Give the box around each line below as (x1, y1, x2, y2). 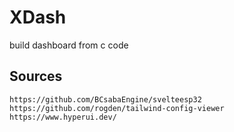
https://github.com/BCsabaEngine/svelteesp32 (9, 94, 202, 105)
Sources (9, 68, 63, 85)
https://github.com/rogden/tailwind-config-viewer (9, 103, 225, 113)
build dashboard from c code (9, 39, 129, 51)
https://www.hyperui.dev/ (9, 112, 117, 122)
